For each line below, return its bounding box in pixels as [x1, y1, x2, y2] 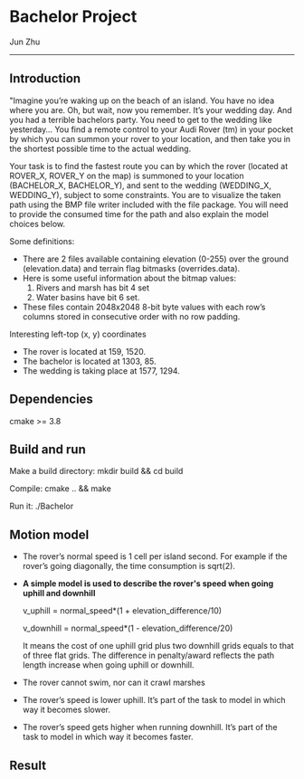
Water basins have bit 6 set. [35, 291, 140, 302]
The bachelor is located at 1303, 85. [22, 356, 157, 366]
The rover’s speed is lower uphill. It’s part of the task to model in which [22, 695, 286, 706]
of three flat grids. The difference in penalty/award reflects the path [22, 650, 275, 661]
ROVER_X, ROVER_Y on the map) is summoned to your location [9, 170, 244, 181]
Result [9, 757, 47, 773]
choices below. [9, 218, 66, 229]
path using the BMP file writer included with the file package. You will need [9, 199, 289, 210]
